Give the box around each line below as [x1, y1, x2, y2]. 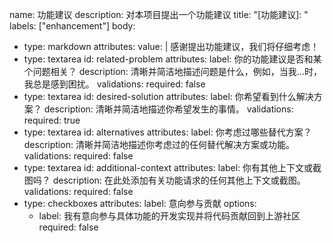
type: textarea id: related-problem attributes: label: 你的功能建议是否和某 [23, 53, 322, 65]
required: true [23, 114, 81, 126]
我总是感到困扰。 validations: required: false [23, 78, 206, 90]
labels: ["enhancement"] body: [9, 20, 136, 32]
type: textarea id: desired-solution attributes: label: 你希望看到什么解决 [23, 91, 314, 102]
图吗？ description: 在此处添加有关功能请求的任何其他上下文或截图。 [23, 174, 306, 186]
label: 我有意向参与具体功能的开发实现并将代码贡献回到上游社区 [38, 210, 301, 222]
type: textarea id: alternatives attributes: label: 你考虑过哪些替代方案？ [23, 126, 312, 138]
